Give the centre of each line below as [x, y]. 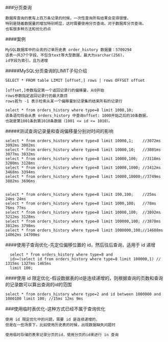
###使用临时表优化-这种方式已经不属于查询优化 [55, 309]
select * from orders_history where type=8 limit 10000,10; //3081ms [83, 150]
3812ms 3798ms [20, 226]
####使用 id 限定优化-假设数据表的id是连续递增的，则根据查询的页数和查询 [84, 278]
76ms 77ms [16, 208]
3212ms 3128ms [20, 217]
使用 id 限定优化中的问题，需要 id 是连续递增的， [53, 320]
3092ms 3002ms [20, 145]
